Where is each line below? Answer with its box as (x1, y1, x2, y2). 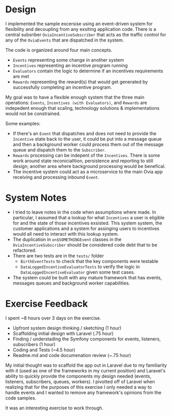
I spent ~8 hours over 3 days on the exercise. (5, 315, 102, 321)
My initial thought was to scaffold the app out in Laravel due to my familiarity (5, 362, 167, 368)
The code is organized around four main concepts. (5, 47, 112, 53)
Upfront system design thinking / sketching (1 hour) (12, 325, 122, 331)
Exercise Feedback (5, 298, 88, 310)
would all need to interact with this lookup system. (12, 231, 119, 237)
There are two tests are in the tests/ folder (12, 253, 104, 259)
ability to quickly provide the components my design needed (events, (5, 373, 151, 379)
